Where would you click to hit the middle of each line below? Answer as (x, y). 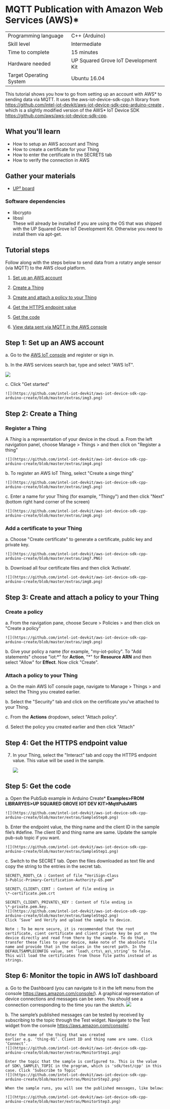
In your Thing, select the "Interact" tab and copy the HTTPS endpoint (84, 755)
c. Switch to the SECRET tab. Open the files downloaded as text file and (80, 861)
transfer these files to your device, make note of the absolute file (81, 942)
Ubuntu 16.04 (88, 78)
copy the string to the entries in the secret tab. (54, 866)
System (17, 81)
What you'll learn (33, 131)
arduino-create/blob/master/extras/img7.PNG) (54, 559)
